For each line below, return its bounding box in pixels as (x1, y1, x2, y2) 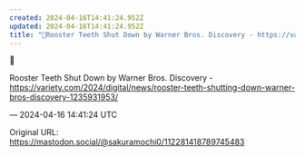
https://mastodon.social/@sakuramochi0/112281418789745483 (9, 137, 245, 148)
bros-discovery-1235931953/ (9, 92, 119, 102)
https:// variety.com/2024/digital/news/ (9, 83, 154, 93)
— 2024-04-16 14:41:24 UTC (9, 110, 118, 121)
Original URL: (9, 127, 59, 138)
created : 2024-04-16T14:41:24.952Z (9, 13, 144, 23)
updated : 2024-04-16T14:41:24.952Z (9, 22, 144, 31)
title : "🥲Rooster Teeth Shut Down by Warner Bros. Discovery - (9, 30, 254, 39)
